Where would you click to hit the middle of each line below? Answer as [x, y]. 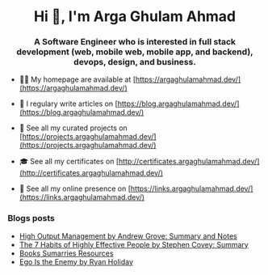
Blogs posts [31, 218]
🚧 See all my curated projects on [73, 128]
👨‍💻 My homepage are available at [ [77, 79]
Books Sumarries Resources [66, 253]
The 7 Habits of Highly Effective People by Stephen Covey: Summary [134, 244]
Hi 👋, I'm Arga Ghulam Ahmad [135, 17]
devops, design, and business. [135, 62]
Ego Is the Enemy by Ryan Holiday [76, 261]
